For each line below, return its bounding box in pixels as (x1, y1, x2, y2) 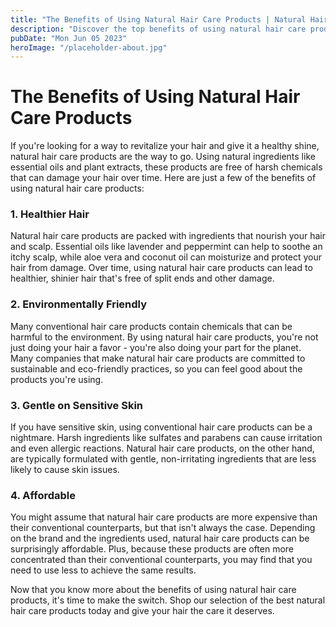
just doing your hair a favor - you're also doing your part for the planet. (10, 341, 302, 353)
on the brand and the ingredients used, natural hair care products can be (10, 532, 310, 545)
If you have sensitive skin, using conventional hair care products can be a (10, 421, 313, 433)
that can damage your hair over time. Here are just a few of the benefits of (10, 172, 317, 184)
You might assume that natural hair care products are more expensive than (10, 511, 318, 523)
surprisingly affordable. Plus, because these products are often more (10, 543, 295, 555)
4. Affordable (10, 489, 77, 502)
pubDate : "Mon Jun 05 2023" (10, 33, 128, 43)
